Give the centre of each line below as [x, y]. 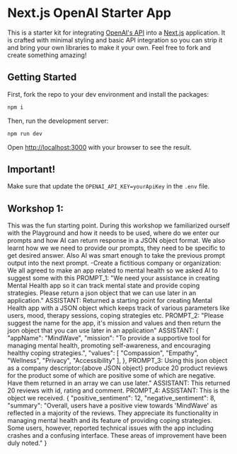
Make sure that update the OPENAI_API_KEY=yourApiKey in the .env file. [109, 186]
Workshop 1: [35, 209]
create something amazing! [47, 55]
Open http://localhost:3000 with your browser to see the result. [100, 147]
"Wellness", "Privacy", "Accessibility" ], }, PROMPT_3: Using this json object [117, 361]
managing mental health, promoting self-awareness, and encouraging [109, 346]
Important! [31, 169]
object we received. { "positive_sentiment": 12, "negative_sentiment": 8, [111, 398]
